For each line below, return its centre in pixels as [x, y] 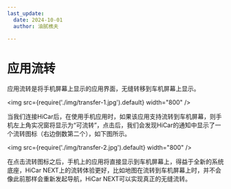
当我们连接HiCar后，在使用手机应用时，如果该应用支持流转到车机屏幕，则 [112, 117]
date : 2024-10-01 [38, 20]
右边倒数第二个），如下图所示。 [87, 134]
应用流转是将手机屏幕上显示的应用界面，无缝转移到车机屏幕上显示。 [103, 89]
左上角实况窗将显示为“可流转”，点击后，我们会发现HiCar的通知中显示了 [114, 125]
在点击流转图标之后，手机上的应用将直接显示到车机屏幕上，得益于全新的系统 [115, 162]
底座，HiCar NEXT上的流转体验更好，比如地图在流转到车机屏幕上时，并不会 [114, 170]
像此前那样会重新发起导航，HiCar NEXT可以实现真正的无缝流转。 [99, 179]
